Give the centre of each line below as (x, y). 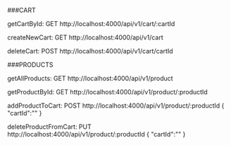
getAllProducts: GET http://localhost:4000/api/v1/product (90, 78)
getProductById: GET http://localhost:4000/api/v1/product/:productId (107, 92)
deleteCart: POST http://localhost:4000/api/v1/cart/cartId (90, 51)
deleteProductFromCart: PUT (49, 127)
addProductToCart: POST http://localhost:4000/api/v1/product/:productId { (116, 106)
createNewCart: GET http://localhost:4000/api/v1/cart (85, 37)
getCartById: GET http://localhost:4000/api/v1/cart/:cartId (91, 24)
